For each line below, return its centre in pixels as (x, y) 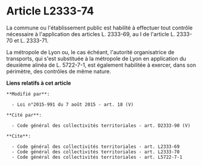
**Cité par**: (24, 115)
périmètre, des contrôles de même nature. (59, 71)
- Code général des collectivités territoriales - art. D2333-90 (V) (101, 125)
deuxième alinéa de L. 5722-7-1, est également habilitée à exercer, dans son (101, 65)
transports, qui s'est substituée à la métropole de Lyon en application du (96, 58)
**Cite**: (19, 136)
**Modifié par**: (28, 94)
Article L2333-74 (50, 11)
